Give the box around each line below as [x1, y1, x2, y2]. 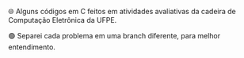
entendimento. [8, 42, 55, 52]
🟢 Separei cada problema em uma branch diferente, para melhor [8, 31, 220, 40]
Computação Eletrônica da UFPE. [8, 16, 117, 24]
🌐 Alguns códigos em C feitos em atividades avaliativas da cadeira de [8, 7, 236, 16]
